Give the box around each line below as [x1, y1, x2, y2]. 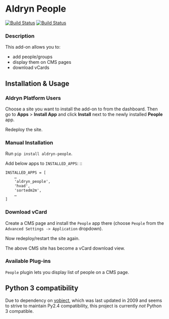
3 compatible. [5, 308, 34, 314]
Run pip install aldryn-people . [5, 150, 73, 157]
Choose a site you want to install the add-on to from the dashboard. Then [5, 106, 158, 112]
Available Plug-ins [5, 258, 51, 265]
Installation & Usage [5, 79, 70, 88]
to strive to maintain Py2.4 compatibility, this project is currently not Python [5, 302, 162, 309]
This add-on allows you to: [5, 44, 61, 50]
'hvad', [14, 183, 30, 189]
